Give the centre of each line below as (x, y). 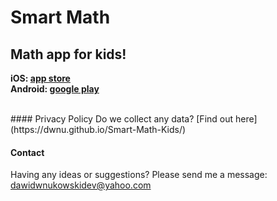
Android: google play (55, 89)
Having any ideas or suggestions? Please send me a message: (139, 175)
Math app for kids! (68, 54)
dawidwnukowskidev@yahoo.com (81, 185)
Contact (27, 152)
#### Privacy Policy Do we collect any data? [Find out (122, 119)
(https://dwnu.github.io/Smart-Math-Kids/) (98, 129)
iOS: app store (40, 78)
